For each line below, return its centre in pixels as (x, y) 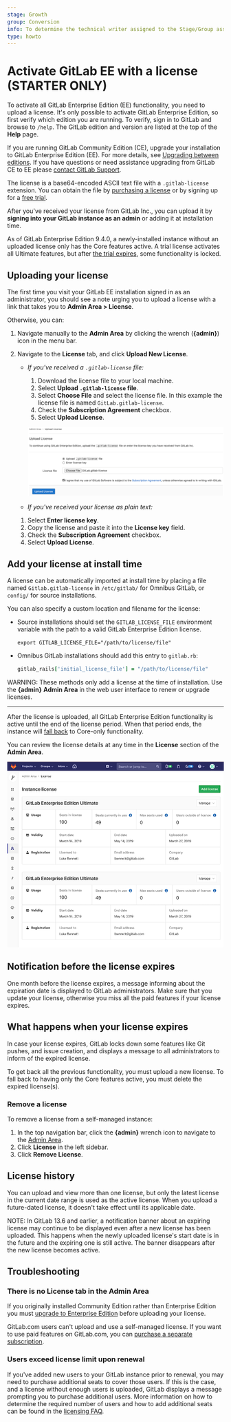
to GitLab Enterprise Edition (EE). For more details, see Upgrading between (113, 155)
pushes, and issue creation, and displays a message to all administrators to (113, 1050)
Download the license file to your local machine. (106, 380)
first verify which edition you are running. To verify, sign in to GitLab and (109, 120)
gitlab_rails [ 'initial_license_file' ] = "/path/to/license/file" (112, 669)
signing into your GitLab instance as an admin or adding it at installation (110, 219)
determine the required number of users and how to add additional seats (110, 1403)
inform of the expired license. (49, 1058)
